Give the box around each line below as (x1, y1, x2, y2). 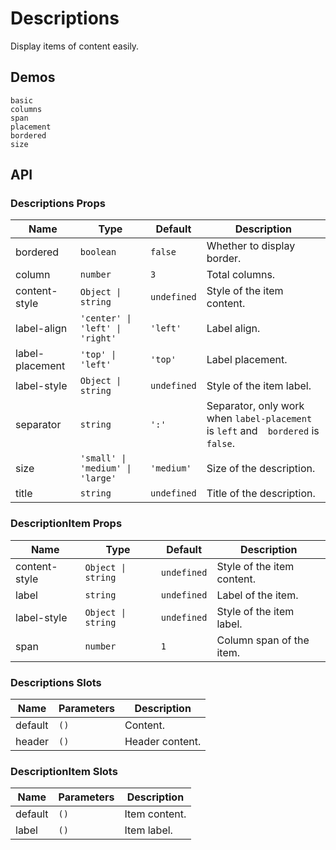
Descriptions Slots (10, 675, 102, 689)
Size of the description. (206, 462, 316, 476)
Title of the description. (206, 487, 316, 501)
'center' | (79, 313, 132, 324)
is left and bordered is (206, 424, 320, 438)
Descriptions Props (10, 197, 106, 211)
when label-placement (206, 412, 313, 426)
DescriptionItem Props (10, 517, 123, 531)
